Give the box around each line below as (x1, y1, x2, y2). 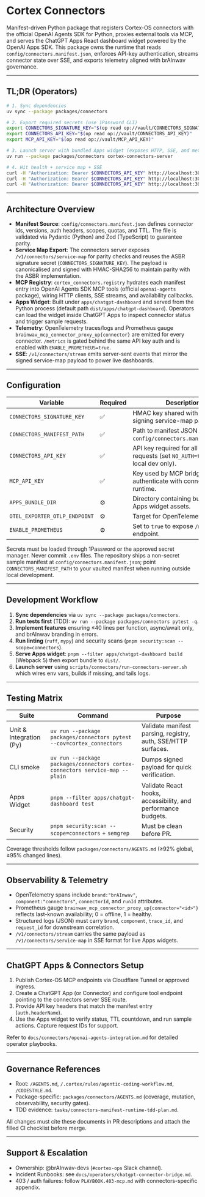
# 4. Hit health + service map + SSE (6, 164, 103, 170)
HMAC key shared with (132, 408, 198, 417)
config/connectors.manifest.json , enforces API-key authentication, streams (6, 50, 198, 57)
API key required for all (132, 444, 198, 452)
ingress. (15, 983, 36, 990)
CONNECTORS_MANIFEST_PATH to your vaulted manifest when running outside (6, 564, 191, 572)
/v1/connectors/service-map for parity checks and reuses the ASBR (15, 253, 185, 260)
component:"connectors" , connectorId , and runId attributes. (15, 898, 164, 905)
